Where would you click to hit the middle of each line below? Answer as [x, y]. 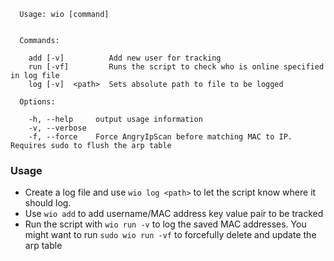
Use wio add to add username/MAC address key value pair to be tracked [174, 214]
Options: [37, 102]
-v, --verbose [57, 128]
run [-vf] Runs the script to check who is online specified [176, 67]
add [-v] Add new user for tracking [125, 58]
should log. [48, 203]
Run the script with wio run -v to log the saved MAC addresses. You [165, 224]
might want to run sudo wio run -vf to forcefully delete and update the [170, 235]
